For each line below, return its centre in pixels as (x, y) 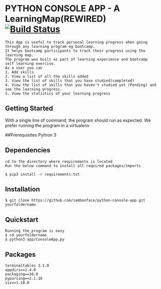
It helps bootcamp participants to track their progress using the (75, 51)
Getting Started (29, 109)
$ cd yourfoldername (26, 235)
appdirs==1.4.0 (21, 270)
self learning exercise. (30, 63)
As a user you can (24, 68)
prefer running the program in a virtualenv (47, 125)
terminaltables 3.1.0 (27, 266)
